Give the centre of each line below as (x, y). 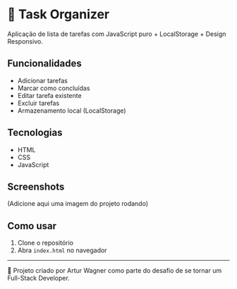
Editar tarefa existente (50, 95)
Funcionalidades (45, 64)
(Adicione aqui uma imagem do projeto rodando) (78, 204)
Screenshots (36, 186)
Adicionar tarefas (43, 80)
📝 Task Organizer (59, 14)
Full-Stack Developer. (39, 278)
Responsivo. (25, 41)
